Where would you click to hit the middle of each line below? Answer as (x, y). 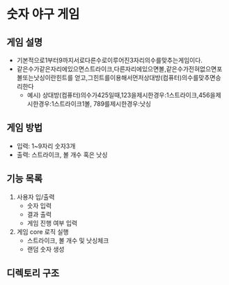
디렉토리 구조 (33, 274)
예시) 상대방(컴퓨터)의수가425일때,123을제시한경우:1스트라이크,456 (118, 95)
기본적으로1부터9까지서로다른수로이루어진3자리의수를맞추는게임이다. (110, 60)
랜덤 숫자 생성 (46, 249)
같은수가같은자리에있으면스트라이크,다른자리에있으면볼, (91, 69)
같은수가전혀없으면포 (194, 69)
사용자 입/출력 (35, 197)
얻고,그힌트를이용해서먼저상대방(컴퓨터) (128, 78)
